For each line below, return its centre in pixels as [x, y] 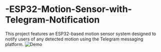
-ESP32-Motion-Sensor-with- [69, 9]
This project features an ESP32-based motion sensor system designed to [81, 33]
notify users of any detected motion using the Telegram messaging [74, 39]
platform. [14, 44]
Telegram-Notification [52, 20]
